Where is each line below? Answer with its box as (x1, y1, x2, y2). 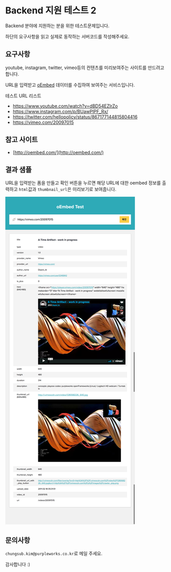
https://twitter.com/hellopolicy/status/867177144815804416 (12, 114, 138, 120)
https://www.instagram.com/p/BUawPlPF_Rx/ (12, 108, 109, 114)
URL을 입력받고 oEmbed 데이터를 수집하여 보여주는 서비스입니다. (5, 81, 135, 88)
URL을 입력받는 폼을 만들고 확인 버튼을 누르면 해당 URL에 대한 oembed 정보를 (5, 180, 161, 186)
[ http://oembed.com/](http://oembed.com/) (12, 149, 104, 155)
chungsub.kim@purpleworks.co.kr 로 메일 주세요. (5, 550, 103, 557)
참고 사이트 (5, 135, 38, 144)
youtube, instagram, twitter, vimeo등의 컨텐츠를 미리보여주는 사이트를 (5, 65, 147, 71)
